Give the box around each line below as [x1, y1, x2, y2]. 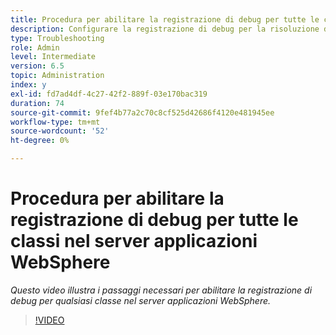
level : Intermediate [10, 52, 97, 62]
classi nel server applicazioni [10, 230, 258, 253]
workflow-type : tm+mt [10, 117, 101, 127]
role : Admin [10, 42, 60, 53]
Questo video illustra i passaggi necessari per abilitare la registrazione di [10, 284, 313, 296]
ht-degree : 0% [10, 136, 70, 146]
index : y [10, 80, 47, 90]
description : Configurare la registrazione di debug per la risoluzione [10, 24, 320, 34]
